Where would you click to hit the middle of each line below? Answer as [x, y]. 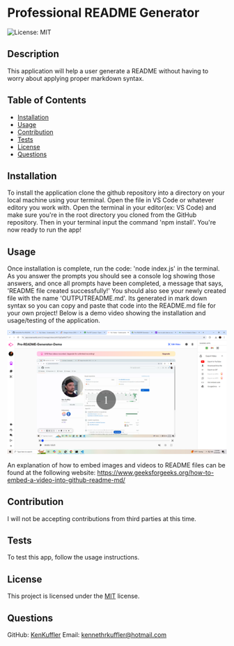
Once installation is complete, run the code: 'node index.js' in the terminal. [114, 269]
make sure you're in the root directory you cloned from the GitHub [102, 215]
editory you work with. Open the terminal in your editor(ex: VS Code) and [112, 208]
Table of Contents [47, 100]
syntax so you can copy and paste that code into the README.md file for [111, 306]
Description [33, 54]
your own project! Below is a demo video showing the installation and [107, 313]
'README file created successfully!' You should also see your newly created [117, 291]
